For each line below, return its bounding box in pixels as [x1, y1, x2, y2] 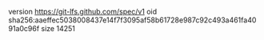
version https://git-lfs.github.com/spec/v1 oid [8, 7, 158, 16]
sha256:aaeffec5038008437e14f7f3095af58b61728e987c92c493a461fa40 [8, 15, 257, 25]
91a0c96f [8, 24, 40, 33]
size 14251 [41, 24, 76, 33]
